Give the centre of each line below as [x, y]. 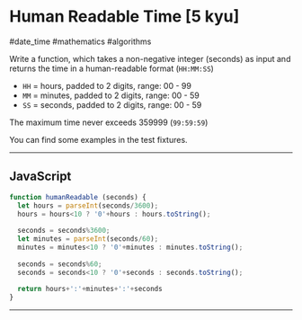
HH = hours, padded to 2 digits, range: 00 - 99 [107, 85]
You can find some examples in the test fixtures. [98, 139]
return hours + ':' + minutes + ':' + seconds [90, 289]
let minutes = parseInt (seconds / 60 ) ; [88, 239]
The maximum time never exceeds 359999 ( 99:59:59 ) [109, 122]
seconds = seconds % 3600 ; [64, 231]
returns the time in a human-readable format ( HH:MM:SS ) [111, 68]
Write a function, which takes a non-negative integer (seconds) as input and [150, 58]
